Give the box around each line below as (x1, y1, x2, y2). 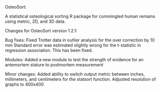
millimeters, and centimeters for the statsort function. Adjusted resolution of (5, 77, 156, 82)
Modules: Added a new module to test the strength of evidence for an (5, 57, 144, 62)
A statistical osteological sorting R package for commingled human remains (5, 13, 156, 19)
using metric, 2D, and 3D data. (5, 19, 66, 24)
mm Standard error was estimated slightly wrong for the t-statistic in (5, 42, 141, 48)
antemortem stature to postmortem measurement (5, 62, 103, 67)
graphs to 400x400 (5, 81, 44, 87)
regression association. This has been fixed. (5, 48, 93, 53)
